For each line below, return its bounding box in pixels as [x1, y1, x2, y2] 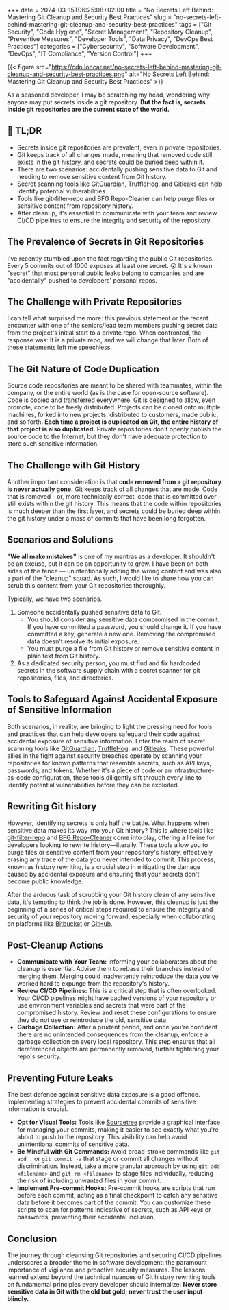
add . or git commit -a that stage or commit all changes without [16, 1155, 198, 1163]
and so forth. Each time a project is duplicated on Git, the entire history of [7, 418, 219, 426]
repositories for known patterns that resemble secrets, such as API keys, [7, 759, 212, 767]
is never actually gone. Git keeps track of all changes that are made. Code [7, 485, 218, 493]
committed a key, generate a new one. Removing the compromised [27, 630, 216, 638]
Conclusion [7, 1232, 57, 1244]
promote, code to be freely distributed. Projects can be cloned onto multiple [7, 403, 221, 412]
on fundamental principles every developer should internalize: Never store [7, 1280, 217, 1288]
